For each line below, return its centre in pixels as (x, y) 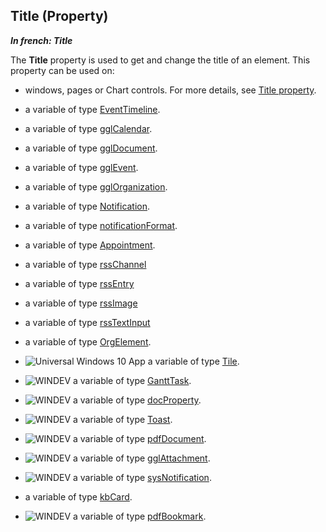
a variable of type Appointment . (90, 245)
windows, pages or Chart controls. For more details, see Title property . (170, 90)
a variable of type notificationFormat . (101, 225)
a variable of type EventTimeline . (92, 109)
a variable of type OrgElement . (88, 341)
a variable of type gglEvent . (81, 167)
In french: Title (41, 40)
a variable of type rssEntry (79, 283)
